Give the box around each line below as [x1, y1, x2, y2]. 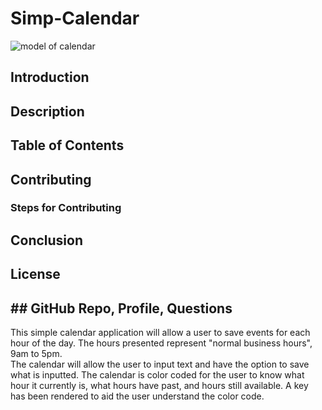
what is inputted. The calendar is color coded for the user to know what [10, 369, 305, 381]
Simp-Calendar [10, 7, 140, 30]
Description [10, 103, 85, 120]
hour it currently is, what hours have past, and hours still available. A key [10, 380, 309, 392]
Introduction [10, 69, 90, 86]
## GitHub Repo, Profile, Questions [10, 300, 233, 317]
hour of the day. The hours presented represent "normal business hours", [10, 337, 313, 349]
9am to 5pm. [10, 348, 63, 360]
